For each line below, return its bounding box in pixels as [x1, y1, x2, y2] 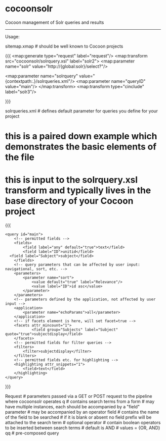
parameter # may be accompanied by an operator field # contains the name [5, 409, 160, 415]
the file [5, 152, 35, 163]
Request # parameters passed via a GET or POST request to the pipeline [5, 393, 152, 399]
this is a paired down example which [5, 131, 157, 142]
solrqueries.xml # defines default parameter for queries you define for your [5, 108, 158, 114]
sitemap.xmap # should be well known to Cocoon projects [5, 43, 124, 49]
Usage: [5, 33, 20, 40]
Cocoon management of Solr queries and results [5, 19, 104, 25]
